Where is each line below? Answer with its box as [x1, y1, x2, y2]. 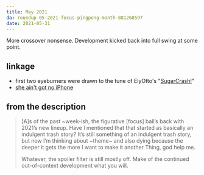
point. [6, 43, 21, 51]
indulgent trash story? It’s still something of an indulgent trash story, [21, 130, 192, 138]
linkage [6, 61, 35, 71]
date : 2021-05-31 [6, 20, 51, 26]
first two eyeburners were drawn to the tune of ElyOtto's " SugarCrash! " [15, 77, 195, 85]
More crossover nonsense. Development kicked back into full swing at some [6, 37, 198, 45]
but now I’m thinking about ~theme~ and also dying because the [21, 137, 184, 144]
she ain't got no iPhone [15, 84, 74, 91]
